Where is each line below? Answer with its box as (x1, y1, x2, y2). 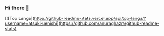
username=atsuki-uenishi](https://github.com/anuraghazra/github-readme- (5, 20, 159, 26)
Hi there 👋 (5, 4, 30, 11)
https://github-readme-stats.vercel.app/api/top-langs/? (34, 16, 147, 21)
